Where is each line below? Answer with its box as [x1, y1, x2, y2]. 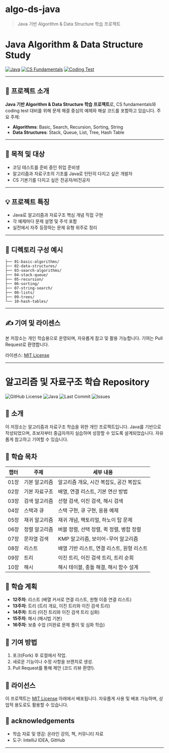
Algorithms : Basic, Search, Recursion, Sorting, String [12, 124, 123, 130]
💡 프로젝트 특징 [5, 198, 50, 206]
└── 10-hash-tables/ [5, 299, 49, 304]
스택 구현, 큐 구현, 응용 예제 [58, 507, 119, 514]
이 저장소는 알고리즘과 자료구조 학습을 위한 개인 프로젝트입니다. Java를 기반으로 [5, 424, 161, 430]
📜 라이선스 [5, 681, 36, 689]
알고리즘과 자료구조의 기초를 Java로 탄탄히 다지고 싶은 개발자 [12, 170, 133, 177]
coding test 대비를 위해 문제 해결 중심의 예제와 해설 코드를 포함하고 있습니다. [5, 107, 156, 113]
